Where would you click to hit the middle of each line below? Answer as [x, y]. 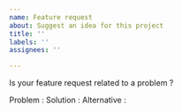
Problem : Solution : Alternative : [68, 100]
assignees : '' [35, 50]
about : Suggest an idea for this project [87, 26]
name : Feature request [51, 17]
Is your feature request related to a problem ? [91, 83]
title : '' [27, 34]
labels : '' [29, 42]
